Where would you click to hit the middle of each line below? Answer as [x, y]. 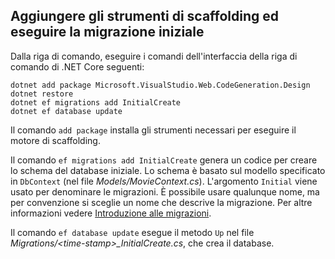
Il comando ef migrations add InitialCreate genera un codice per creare [164, 160]
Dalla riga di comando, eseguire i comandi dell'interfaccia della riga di [154, 56]
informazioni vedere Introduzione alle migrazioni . [111, 213]
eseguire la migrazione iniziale [107, 32]
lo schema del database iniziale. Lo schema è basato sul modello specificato [168, 170]
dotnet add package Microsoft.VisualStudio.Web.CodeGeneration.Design [160, 85]
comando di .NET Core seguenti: [77, 66]
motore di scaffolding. [55, 140]
